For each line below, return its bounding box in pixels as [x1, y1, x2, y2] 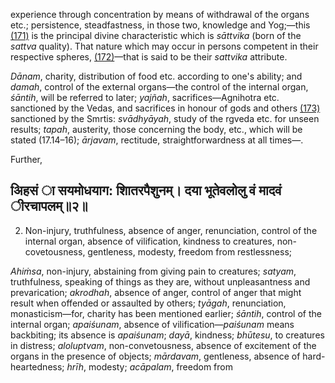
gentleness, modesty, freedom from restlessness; [87, 245, 293, 258]
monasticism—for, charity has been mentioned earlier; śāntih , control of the [10, 307, 322, 319]
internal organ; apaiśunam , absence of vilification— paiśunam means [10, 318, 295, 330]
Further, [10, 154, 43, 165]
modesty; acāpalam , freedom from [88, 360, 233, 373]
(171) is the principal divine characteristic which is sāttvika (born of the [10, 30, 302, 41]
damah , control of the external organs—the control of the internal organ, [10, 81, 309, 93]
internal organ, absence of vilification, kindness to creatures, [24, 235, 275, 247]
